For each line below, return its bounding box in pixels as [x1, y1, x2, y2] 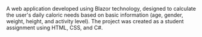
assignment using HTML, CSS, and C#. [6, 24, 103, 31]
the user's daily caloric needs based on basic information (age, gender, [6, 11, 184, 18]
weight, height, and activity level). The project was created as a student [6, 18, 184, 24]
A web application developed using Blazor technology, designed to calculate [6, 5, 196, 12]
